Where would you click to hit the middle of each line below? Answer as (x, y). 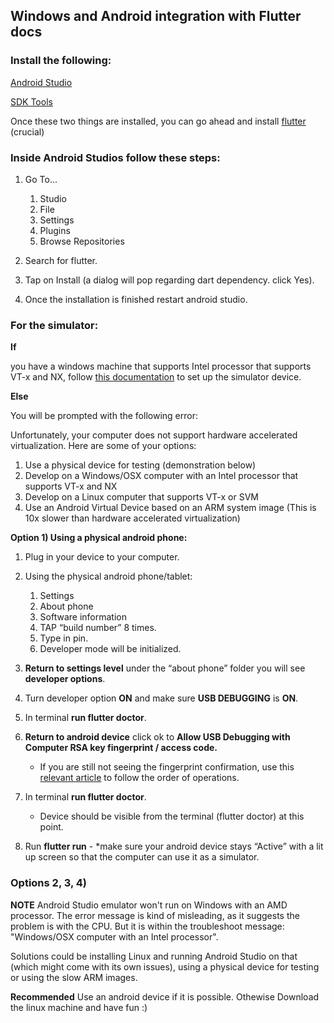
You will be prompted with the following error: (104, 416)
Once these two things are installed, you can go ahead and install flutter (158, 121)
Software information (83, 617)
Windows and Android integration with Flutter (156, 16)
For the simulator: (54, 325)
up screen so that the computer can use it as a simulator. (142, 857)
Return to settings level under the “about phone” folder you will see (165, 668)
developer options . (65, 679)
